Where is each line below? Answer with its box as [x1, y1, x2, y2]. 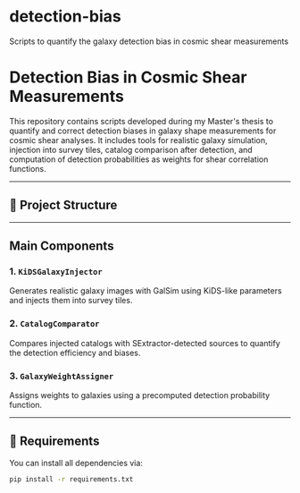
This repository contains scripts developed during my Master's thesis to [9, 115, 274, 126]
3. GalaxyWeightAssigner [9, 370, 114, 382]
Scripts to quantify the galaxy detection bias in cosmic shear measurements [9, 36, 288, 47]
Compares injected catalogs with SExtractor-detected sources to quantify [9, 337, 280, 348]
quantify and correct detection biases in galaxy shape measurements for [9, 125, 277, 136]
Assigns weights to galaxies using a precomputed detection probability [9, 389, 271, 400]
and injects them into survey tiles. [9, 295, 133, 306]
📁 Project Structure [9, 198, 118, 213]
